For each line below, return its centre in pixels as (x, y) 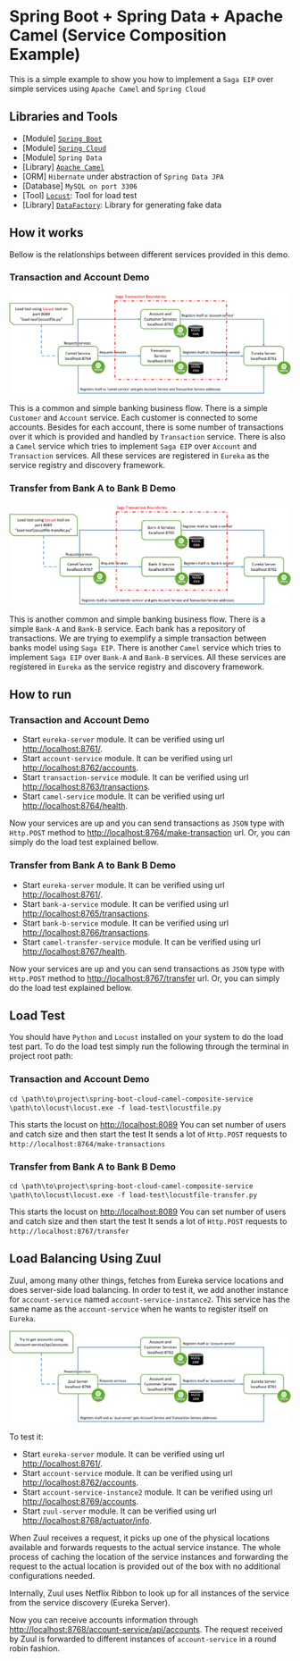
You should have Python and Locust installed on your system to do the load (146, 1037)
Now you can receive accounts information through (104, 1620)
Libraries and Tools (63, 117)
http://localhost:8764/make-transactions (87, 1144)
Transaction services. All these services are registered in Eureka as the (139, 456)
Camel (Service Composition (118, 35)
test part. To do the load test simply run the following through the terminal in (149, 1046)
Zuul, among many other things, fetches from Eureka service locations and (146, 1280)
